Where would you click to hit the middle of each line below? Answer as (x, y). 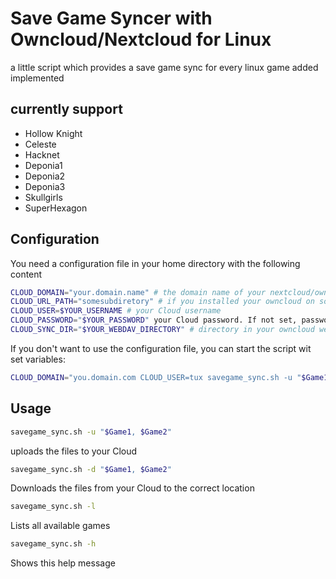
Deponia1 (43, 165)
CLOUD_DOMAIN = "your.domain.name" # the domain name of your (138, 292)
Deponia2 (45, 176)
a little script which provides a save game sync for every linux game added (164, 67)
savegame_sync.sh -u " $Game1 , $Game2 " (91, 432)
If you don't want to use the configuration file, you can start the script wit (161, 348)
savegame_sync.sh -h (53, 544)
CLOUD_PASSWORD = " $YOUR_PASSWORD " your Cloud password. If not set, (154, 320)
